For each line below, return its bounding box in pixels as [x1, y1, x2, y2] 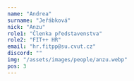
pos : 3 [7, 63, 27, 70]
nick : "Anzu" [7, 23, 46, 30]
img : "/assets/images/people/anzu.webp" [7, 56, 128, 63]
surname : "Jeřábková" [7, 17, 71, 24]
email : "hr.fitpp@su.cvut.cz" [7, 43, 97, 50]
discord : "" [7, 50, 42, 57]
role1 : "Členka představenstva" [7, 30, 102, 37]
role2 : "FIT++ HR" [7, 37, 61, 44]
